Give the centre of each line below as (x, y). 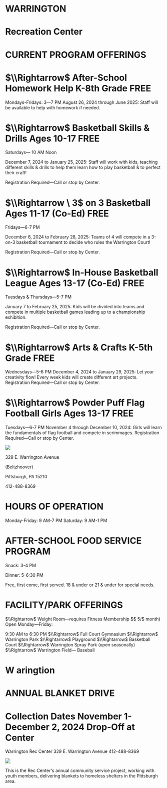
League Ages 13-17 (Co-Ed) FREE (75, 283)
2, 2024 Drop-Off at (93, 727)
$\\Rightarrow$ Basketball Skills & (77, 128)
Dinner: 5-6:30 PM (24, 575)
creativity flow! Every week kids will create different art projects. (71, 377)
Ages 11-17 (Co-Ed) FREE (57, 213)
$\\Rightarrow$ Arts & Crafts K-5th (79, 347)
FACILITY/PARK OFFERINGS (64, 605)
